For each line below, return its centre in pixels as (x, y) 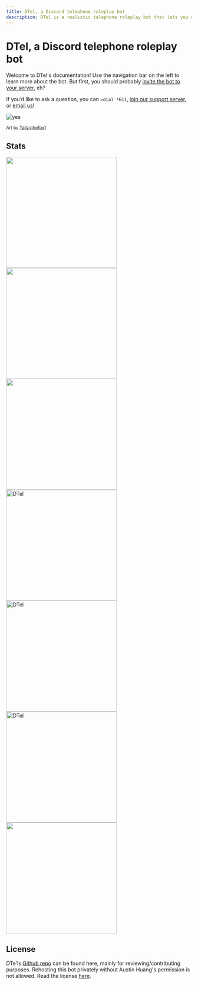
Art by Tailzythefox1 (26, 128)
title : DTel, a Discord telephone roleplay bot (66, 12)
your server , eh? (26, 88)
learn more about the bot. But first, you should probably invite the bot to (93, 82)
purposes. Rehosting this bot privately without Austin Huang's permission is (98, 970)
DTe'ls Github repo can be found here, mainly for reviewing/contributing (93, 963)
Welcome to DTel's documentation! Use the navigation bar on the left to (93, 75)
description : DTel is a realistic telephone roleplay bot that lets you (97, 17)
